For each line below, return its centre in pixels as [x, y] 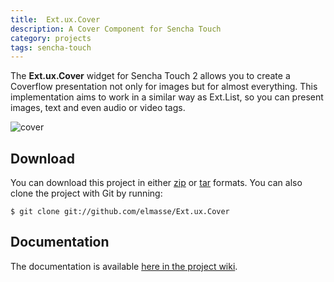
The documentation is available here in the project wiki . [124, 266]
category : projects [51, 38]
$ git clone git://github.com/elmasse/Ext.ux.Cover [120, 212]
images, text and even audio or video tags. [98, 108]
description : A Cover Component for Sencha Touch [116, 29]
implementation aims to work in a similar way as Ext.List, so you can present [167, 97]
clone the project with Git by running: [86, 193]
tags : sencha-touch [51, 47]
